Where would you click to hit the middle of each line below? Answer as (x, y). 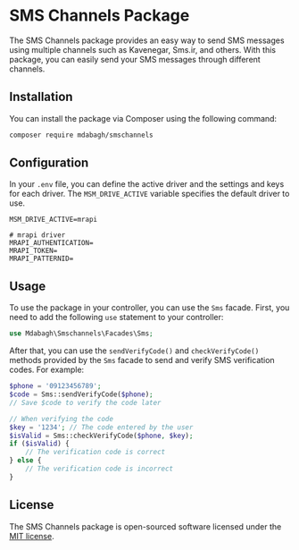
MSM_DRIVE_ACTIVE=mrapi (54, 220)
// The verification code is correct (96, 453)
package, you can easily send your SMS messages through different (135, 59)
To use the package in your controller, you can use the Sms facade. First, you (149, 308)
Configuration (49, 163)
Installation (41, 97)
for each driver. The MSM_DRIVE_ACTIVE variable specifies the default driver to (149, 194)
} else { (25, 461)
